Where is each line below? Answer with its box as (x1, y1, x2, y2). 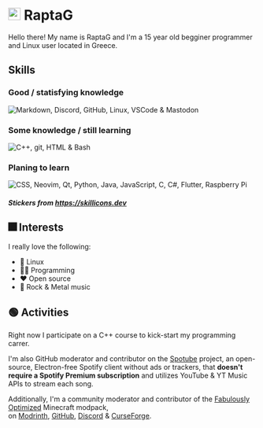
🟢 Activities (8, 306, 69, 319)
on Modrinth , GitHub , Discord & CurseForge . (8, 411, 152, 421)
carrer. (8, 339, 30, 349)
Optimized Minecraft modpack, (8, 403, 109, 412)
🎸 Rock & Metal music (19, 282, 91, 291)
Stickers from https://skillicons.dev (8, 197, 128, 207)
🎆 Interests (8, 221, 65, 234)
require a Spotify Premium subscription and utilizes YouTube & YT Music (8, 371, 248, 380)
